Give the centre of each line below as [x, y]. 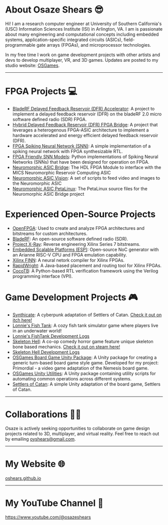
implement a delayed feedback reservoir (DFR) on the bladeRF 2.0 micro [87, 114]
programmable [20, 45]
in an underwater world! [37, 331]
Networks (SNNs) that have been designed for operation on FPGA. [81, 162]
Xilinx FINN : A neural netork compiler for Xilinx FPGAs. [68, 260]
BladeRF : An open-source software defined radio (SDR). [70, 239]
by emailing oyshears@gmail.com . [40, 439]
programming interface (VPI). [42, 276]
